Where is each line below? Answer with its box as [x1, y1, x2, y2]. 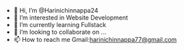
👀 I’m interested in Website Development [13, 14, 129, 22]
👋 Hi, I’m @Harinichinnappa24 [13, 7, 98, 14]
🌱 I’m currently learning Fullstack [13, 21, 107, 28]
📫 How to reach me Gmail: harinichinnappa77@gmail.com [13, 36, 177, 43]
